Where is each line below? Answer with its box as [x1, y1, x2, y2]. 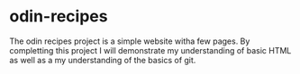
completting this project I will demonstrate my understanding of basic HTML [9, 45, 292, 55]
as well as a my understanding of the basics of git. [9, 54, 196, 65]
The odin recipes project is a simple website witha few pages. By [9, 36, 250, 46]
